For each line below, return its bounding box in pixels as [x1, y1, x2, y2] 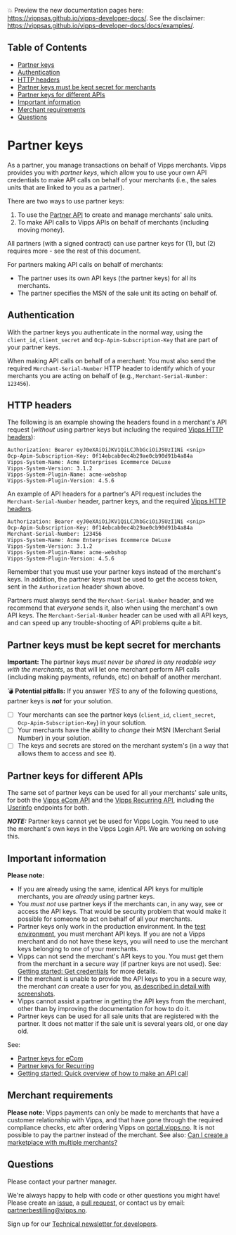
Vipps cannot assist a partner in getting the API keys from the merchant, [17, 997, 227, 1005]
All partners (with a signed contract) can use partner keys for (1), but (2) [7, 239, 216, 247]
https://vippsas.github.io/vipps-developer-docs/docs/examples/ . [7, 21, 195, 30]
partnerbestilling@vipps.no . [7, 1205, 88, 1214]
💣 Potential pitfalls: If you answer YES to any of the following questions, [7, 687, 218, 696]
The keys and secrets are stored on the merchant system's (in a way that [17, 741, 229, 750]
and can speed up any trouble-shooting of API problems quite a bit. [7, 619, 202, 627]
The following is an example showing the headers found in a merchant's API [7, 418, 227, 427]
